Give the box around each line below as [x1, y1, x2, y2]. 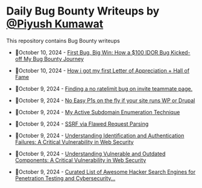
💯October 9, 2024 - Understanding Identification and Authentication [14, 132, 185, 139]
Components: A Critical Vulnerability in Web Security [14, 156, 147, 164]
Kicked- [171, 48, 191, 56]
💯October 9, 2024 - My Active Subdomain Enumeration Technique [14, 108, 180, 115]
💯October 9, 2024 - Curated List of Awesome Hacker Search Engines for [14, 168, 196, 175]
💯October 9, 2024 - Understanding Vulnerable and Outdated [14, 150, 166, 157]
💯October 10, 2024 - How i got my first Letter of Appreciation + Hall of [14, 66, 190, 74]
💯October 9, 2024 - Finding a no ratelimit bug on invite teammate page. [14, 85, 193, 92]
